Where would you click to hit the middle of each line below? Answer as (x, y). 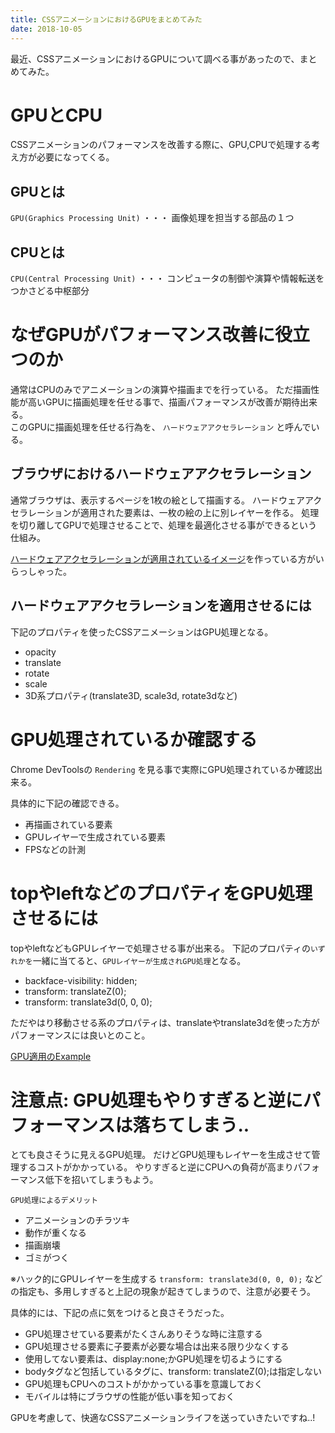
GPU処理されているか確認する (134, 739)
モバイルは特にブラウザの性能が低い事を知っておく (129, 1397)
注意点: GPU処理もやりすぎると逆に (156, 1100)
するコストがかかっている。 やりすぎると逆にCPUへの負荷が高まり (156, 1167)
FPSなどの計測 (55, 849)
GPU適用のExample (51, 1056)
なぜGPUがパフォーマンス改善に (143, 335)
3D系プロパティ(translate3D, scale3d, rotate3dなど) (131, 695)
